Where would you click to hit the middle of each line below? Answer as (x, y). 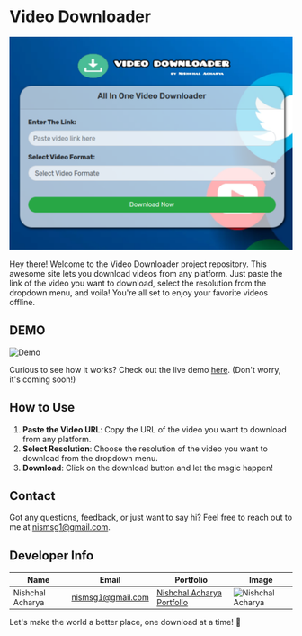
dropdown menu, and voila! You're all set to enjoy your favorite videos (138, 292)
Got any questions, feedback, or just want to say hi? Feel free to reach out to (151, 518)
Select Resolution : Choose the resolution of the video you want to (145, 449)
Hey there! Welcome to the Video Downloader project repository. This (138, 264)
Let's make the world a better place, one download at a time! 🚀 (125, 622)
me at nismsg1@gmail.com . (60, 527)
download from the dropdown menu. (90, 458)
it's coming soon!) (43, 379)
